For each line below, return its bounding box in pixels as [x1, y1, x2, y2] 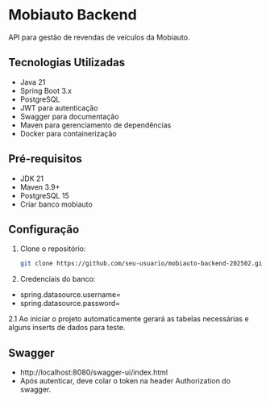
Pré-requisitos [8, 152, 83, 166]
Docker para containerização [19, 128, 117, 138]
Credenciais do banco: [19, 274, 96, 284]
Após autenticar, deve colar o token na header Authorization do [19, 376, 231, 386]
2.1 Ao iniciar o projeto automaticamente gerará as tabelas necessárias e [8, 314, 249, 324]
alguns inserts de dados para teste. [8, 323, 126, 333]
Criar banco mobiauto [19, 199, 93, 209]
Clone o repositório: [19, 244, 86, 253]
